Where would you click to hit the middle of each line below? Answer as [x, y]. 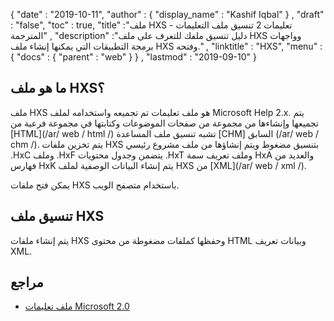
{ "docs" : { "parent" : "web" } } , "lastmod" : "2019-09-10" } [133, 57]
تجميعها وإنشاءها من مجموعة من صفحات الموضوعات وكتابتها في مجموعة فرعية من [164, 123]
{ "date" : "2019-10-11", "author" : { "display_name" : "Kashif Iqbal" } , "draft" [167, 14]
